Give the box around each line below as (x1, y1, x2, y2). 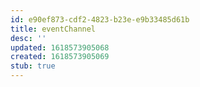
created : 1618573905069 (10, 52, 110, 62)
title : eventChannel (10, 24, 97, 34)
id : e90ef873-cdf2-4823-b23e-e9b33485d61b (10, 14, 190, 25)
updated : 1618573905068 (10, 42, 110, 53)
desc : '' (10, 33, 47, 43)
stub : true (10, 61, 56, 71)
